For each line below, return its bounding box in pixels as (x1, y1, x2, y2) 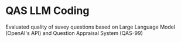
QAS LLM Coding (5, 4, 90, 17)
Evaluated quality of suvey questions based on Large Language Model (5, 23, 176, 30)
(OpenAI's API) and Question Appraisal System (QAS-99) (5, 29, 143, 36)
